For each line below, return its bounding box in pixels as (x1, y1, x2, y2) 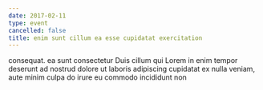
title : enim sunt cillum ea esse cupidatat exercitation (8, 33, 203, 42)
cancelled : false (8, 26, 67, 34)
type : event (8, 19, 48, 27)
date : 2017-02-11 (8, 11, 67, 20)
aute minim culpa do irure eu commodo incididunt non (8, 72, 187, 82)
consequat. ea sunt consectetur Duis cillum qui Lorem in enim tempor (8, 56, 238, 65)
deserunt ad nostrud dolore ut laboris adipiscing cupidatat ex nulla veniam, (8, 65, 255, 74)
